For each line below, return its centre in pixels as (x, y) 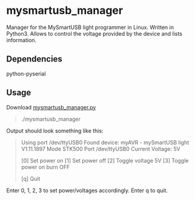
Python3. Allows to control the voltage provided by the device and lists (94, 33)
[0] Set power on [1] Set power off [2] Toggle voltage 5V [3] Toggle (105, 160)
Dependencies (34, 59)
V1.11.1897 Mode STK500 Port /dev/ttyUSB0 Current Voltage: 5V (101, 149)
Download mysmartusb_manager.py (51, 107)
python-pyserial (26, 74)
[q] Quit (31, 178)
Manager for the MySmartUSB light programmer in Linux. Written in (90, 27)
